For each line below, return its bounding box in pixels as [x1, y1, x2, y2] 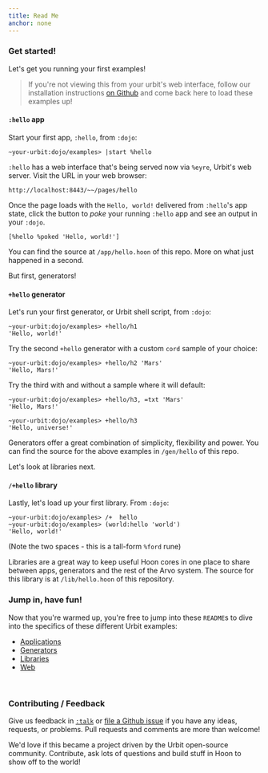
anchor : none [8, 19, 52, 27]
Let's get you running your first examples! [8, 63, 146, 73]
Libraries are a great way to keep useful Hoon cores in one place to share [8, 557, 250, 567]
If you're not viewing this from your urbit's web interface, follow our [27, 79, 250, 89]
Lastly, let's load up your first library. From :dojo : [8, 498, 170, 508]
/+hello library [8, 480, 58, 490]
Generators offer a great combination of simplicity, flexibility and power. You [8, 438, 259, 447]
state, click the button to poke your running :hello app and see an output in [8, 209, 258, 218]
